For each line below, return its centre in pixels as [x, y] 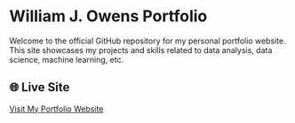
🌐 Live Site [40, 87]
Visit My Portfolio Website [56, 109]
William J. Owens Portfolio [108, 16]
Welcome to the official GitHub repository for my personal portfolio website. [147, 41]
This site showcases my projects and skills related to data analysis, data [141, 50]
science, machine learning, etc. [67, 59]
